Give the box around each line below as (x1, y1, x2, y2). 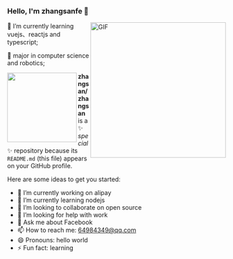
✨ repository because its (7, 147, 78, 155)
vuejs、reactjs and (7, 31, 61, 39)
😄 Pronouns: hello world (17, 236, 88, 244)
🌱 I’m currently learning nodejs (17, 196, 105, 204)
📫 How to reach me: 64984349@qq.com (17, 226, 137, 235)
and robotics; (7, 59, 45, 67)
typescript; (7, 38, 39, 47)
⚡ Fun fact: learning (17, 244, 74, 252)
